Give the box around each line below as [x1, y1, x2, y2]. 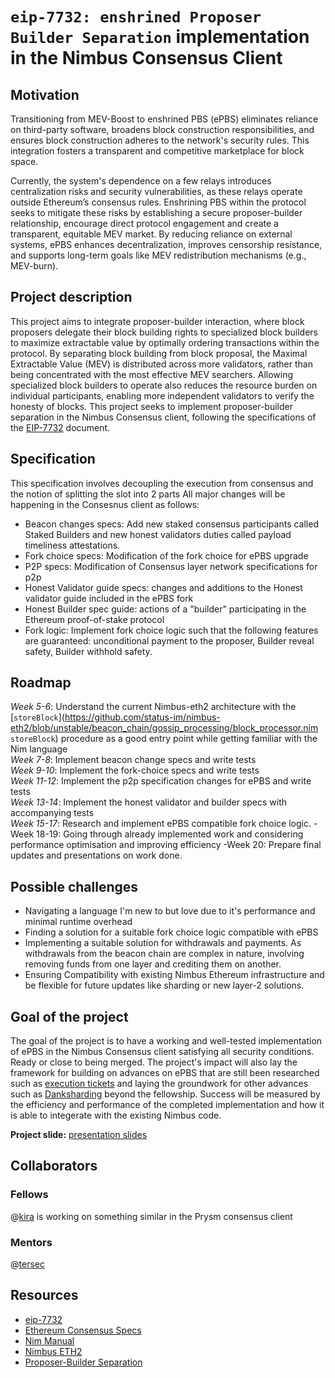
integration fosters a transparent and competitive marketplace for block [10, 145, 305, 157]
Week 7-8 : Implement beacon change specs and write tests [10, 754, 257, 766]
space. [10, 156, 39, 167]
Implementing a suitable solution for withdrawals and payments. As [24, 937, 302, 949]
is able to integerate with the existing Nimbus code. [10, 1109, 222, 1122]
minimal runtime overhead [24, 916, 133, 928]
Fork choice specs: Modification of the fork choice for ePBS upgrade [24, 549, 309, 562]
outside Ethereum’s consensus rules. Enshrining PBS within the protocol [10, 196, 307, 208]
